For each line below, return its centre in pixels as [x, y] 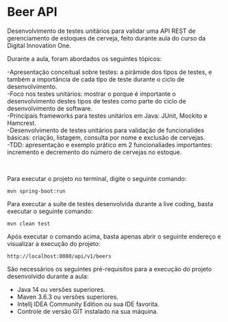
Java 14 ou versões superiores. [61, 289]
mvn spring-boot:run [37, 191]
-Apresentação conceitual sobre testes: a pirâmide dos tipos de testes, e [110, 72]
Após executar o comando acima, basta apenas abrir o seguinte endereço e [114, 236]
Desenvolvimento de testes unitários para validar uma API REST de [102, 31]
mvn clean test [29, 223]
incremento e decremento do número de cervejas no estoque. [94, 152]
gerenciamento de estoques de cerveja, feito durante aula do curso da [106, 38]
